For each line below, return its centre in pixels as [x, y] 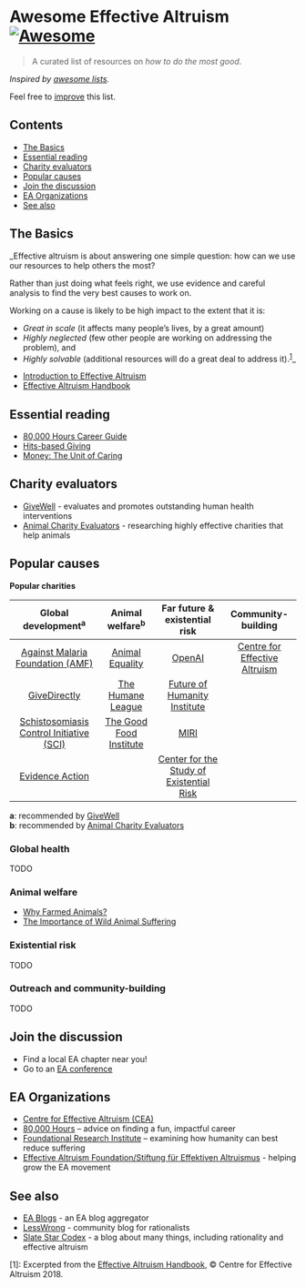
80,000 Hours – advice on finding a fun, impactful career [129, 1129]
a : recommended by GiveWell [65, 816]
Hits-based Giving [56, 446]
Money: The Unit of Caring [72, 456]
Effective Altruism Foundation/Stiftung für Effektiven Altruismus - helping [159, 1158]
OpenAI [188, 657]
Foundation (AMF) [54, 664]
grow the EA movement [66, 1168]
